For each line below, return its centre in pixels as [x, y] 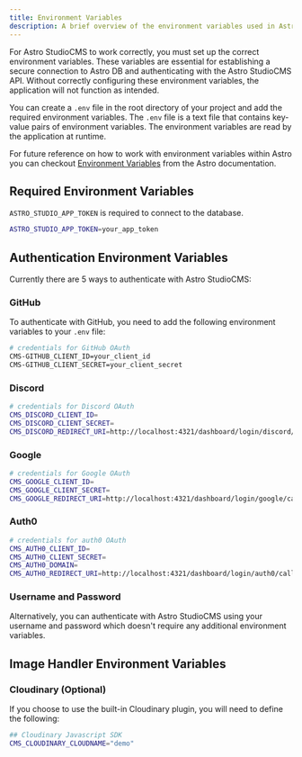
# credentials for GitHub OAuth [70, 348]
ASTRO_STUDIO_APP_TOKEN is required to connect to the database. [127, 213]
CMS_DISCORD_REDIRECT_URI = [60, 432]
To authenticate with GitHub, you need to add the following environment [142, 322]
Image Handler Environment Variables [118, 664]
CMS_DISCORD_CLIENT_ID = [54, 415]
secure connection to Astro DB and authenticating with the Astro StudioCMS [151, 71]
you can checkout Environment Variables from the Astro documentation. [143, 163]
